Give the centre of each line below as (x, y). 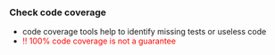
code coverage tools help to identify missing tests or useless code (144, 32)
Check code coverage (58, 12)
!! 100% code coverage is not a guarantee (99, 41)
